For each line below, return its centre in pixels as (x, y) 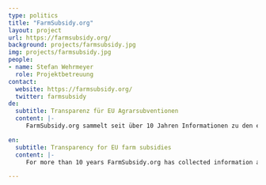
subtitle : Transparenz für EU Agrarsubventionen (97, 111)
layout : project (35, 30)
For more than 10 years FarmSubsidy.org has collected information (139, 162)
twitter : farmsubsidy (51, 96)
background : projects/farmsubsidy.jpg (72, 45)
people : (21, 60)
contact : (23, 81)
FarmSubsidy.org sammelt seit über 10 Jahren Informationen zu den (139, 126)
